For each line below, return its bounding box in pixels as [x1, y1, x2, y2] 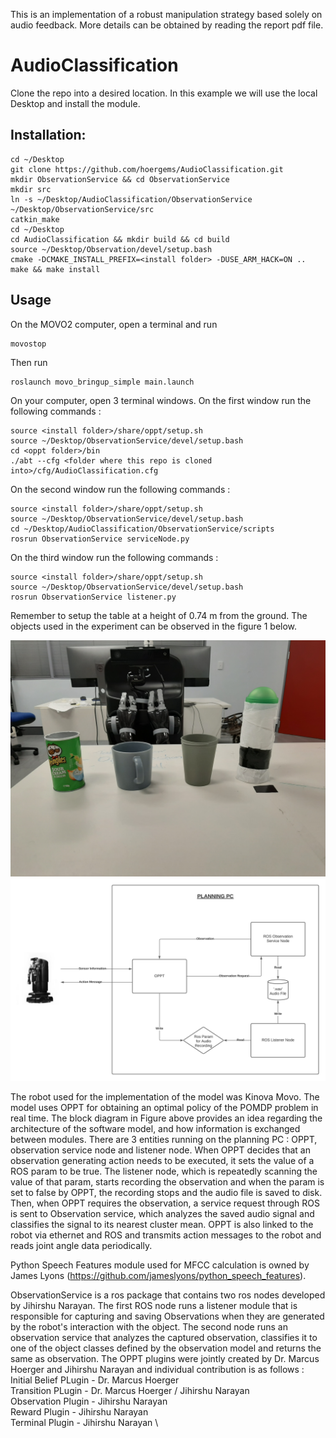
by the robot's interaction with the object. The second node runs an [10, 1321, 288, 1333]
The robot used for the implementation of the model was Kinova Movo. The [10, 1091, 320, 1103]
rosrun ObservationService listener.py [10, 592, 177, 602]
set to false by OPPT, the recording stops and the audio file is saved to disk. [10, 1187, 323, 1199]
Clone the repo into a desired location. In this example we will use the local [10, 87, 318, 99]
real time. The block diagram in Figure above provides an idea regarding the [10, 1112, 323, 1124]
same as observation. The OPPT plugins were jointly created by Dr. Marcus [10, 1353, 320, 1365]
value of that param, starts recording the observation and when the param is [10, 1176, 325, 1188]
